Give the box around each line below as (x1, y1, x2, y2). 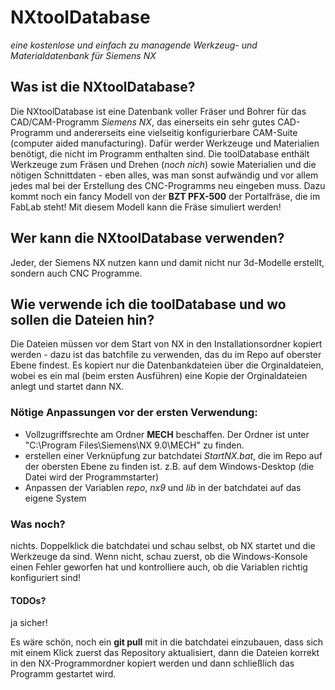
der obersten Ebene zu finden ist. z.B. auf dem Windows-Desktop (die (24, 460, 315, 472)
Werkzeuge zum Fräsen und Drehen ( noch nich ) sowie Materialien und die (10, 158, 317, 170)
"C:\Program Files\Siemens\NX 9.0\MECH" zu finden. (24, 439, 245, 451)
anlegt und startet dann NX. (10, 381, 125, 393)
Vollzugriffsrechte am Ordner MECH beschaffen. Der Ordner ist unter (24, 428, 310, 440)
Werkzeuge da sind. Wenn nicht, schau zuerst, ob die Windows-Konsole (10, 550, 308, 562)
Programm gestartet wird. (10, 668, 117, 680)
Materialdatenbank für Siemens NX (10, 49, 157, 61)
